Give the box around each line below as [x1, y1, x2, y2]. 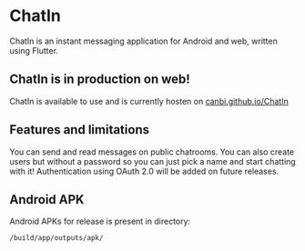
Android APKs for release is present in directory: [9, 216, 191, 227]
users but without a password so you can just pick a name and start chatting [9, 156, 296, 166]
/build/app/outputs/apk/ [9, 234, 104, 243]
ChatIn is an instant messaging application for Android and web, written [9, 35, 278, 46]
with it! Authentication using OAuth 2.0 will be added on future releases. [9, 166, 280, 176]
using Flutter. [9, 45, 59, 55]
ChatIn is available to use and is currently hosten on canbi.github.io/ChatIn [9, 95, 289, 106]
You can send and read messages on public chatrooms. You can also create [9, 146, 295, 157]
